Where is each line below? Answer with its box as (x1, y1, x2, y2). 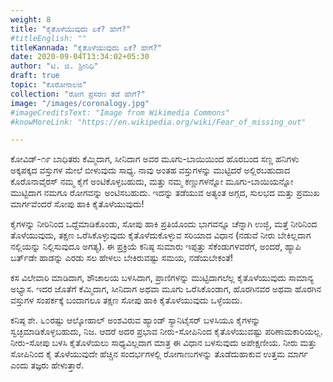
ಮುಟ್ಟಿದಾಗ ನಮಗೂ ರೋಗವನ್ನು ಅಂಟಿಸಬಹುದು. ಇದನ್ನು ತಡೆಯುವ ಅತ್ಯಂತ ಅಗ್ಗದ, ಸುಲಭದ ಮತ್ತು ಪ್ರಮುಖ (10, 187, 320, 199)
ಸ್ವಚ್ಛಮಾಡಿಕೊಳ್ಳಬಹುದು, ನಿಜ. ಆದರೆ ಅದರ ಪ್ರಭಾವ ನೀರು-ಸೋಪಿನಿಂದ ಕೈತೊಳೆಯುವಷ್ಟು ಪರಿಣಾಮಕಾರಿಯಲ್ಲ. (10, 326, 323, 338)
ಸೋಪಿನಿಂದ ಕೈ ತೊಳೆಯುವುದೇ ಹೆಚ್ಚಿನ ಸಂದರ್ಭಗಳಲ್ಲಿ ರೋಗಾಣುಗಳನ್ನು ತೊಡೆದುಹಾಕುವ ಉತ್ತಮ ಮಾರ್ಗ (10, 348, 309, 360)
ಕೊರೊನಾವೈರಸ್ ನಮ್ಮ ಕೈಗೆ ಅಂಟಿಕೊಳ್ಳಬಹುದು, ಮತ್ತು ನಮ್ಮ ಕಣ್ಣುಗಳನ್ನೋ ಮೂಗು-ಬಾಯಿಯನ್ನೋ (10, 176, 294, 188)
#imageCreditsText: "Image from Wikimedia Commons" (10, 107, 230, 118)
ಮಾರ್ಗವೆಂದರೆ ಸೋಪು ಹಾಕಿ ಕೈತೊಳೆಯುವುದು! (10, 198, 145, 210)
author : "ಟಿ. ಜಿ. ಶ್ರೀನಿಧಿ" (10, 61, 99, 71)
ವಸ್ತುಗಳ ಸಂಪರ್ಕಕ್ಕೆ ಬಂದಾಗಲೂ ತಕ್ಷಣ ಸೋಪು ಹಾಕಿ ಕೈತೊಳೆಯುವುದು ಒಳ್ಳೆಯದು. (10, 294, 243, 306)
